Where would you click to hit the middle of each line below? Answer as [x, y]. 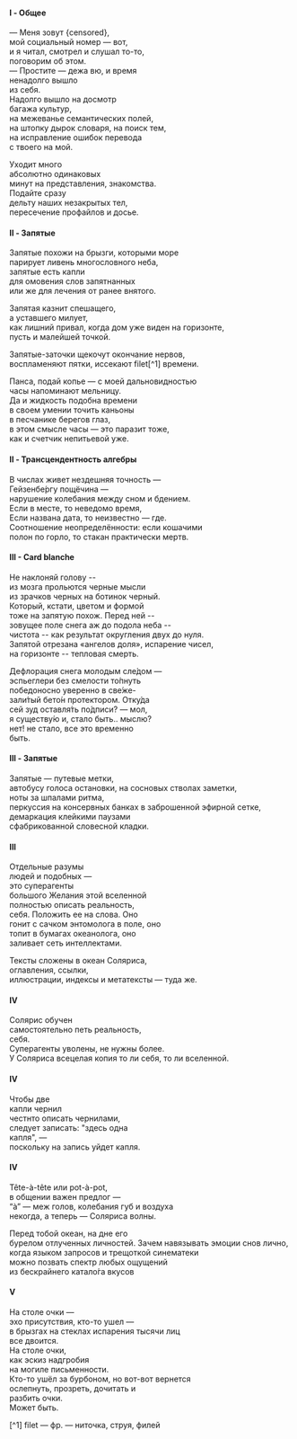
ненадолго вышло [44, 80]
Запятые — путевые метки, [61, 778]
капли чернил [36, 1108]
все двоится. [34, 1341]
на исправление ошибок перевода [76, 138]
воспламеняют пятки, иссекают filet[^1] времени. [104, 364]
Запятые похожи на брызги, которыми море [94, 253]
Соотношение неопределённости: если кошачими [106, 527]
